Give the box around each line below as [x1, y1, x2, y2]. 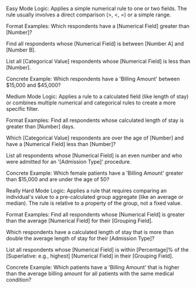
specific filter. [6, 106, 39, 112]
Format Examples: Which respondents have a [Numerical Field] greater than [6, 23, 190, 29]
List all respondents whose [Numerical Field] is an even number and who [6, 152, 183, 159]
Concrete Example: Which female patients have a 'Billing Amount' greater [6, 170, 184, 177]
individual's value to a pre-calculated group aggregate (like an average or [6, 194, 184, 200]
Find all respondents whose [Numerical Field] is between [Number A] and [6, 40, 184, 47]
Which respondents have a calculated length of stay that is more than [6, 229, 174, 235]
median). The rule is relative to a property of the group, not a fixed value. [6, 199, 182, 206]
